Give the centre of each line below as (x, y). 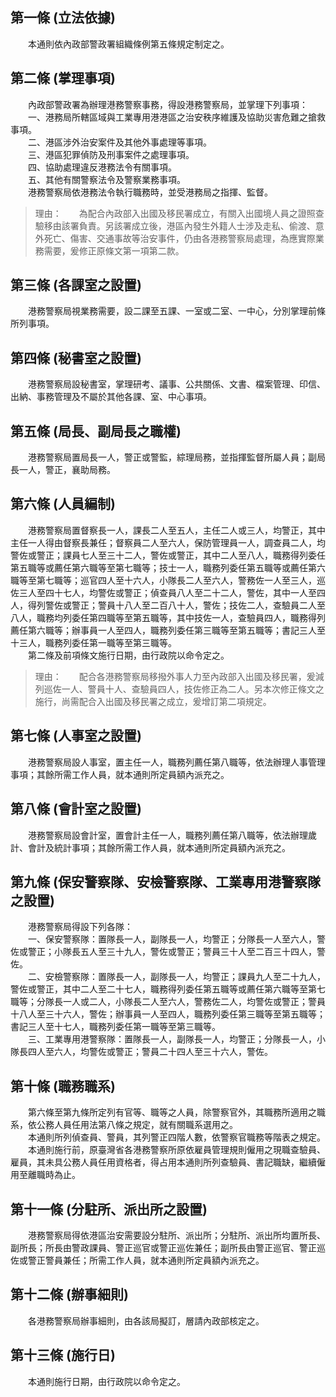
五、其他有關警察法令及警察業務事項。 (106, 179)
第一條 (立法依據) (63, 18)
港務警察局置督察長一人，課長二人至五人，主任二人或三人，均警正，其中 (176, 530)
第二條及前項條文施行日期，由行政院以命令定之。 (128, 655)
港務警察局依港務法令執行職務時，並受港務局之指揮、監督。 (150, 192)
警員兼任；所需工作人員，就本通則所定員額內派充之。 (154, 1260)
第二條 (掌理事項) (63, 78)
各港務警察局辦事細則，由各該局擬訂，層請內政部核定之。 (146, 1320)
